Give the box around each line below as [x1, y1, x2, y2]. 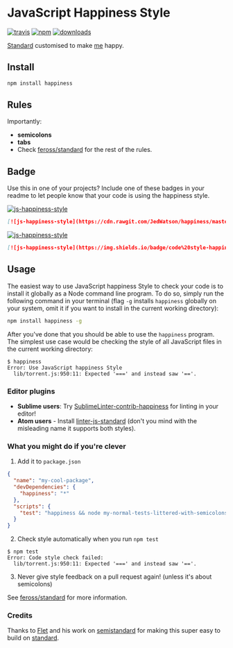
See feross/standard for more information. [7, 593, 128, 602]
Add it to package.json [17, 457, 81, 466]
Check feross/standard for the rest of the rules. [17, 146, 153, 154]
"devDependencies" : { [13, 484, 76, 491]
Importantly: [7, 117, 42, 126]
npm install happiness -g [7, 317, 82, 324]
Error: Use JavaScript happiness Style [7, 364, 123, 371]
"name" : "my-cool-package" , [13, 477, 95, 484]
